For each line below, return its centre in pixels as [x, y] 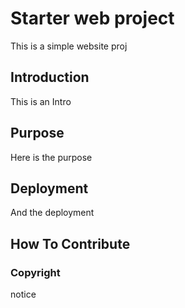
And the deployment [52, 213]
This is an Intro [41, 101]
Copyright [35, 272]
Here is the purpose [51, 157]
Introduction [50, 77]
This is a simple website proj [69, 46]
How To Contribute [70, 243]
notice [23, 294]
